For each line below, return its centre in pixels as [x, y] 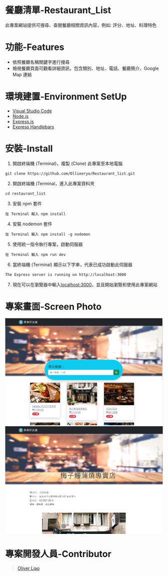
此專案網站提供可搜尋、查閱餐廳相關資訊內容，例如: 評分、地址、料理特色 [81, 25]
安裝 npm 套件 [27, 203]
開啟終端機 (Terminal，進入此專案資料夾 [53, 183]
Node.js [20, 116]
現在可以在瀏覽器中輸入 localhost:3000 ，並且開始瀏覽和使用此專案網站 [85, 284]
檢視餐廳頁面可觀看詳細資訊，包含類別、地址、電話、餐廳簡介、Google [85, 68]
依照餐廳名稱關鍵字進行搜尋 [41, 62]
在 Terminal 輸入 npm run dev [35, 254]
